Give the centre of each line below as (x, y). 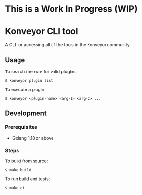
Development (26, 114)
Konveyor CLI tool (42, 31)
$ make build (18, 170)
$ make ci (15, 188)
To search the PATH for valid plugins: (41, 71)
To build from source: (27, 161)
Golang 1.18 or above (33, 138)
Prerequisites (21, 127)
